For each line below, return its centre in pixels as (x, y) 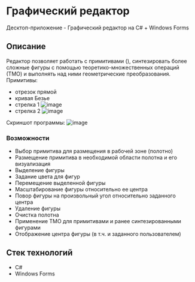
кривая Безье (32, 98)
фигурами (28, 228)
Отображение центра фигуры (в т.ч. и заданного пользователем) (98, 234)
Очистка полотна (37, 215)
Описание (26, 46)
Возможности (28, 138)
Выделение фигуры (39, 170)
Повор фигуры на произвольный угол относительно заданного (95, 196)
